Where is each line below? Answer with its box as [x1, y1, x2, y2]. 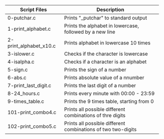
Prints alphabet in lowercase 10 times [64, 40, 151, 46]
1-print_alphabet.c [7, 25, 51, 32]
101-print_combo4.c [7, 109, 57, 116]
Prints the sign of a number [64, 66, 126, 73]
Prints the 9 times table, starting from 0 [64, 98, 154, 104]
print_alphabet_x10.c [7, 42, 56, 49]
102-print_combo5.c [7, 123, 57, 130]
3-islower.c [7, 51, 35, 57]
